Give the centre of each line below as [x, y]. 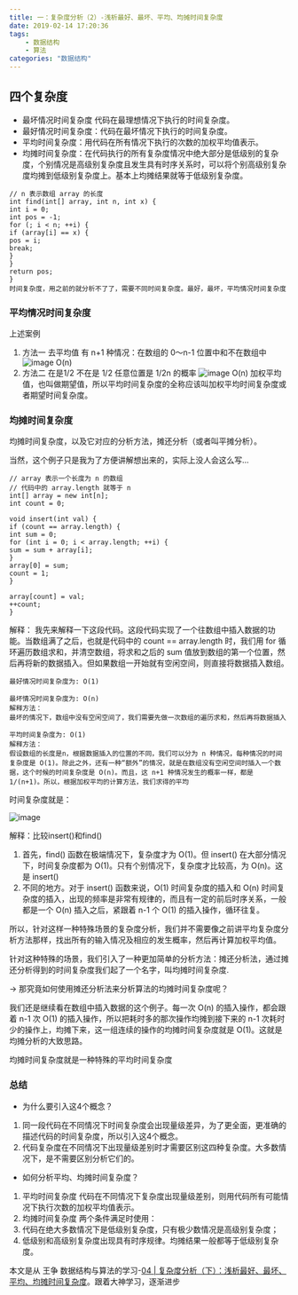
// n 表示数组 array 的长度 [56, 193]
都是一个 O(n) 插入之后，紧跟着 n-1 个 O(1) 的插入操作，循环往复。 [143, 910]
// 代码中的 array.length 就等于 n [70, 488]
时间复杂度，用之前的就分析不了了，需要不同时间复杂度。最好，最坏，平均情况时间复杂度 [148, 288]
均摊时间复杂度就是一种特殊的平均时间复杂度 [91, 1060]
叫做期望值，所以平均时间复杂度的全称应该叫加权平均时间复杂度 [162, 384]
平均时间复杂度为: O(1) [48, 735]
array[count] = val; [47, 597]
